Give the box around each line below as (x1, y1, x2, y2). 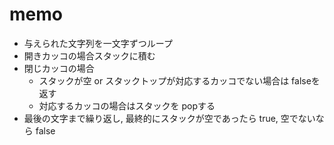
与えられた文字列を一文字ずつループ (23, 37, 173, 49)
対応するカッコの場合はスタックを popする (38, 99, 216, 112)
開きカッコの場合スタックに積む (23, 49, 156, 62)
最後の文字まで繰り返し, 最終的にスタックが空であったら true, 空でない (23, 112, 316, 124)
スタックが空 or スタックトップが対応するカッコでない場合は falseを (38, 74, 321, 87)
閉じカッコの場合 (23, 62, 95, 74)
